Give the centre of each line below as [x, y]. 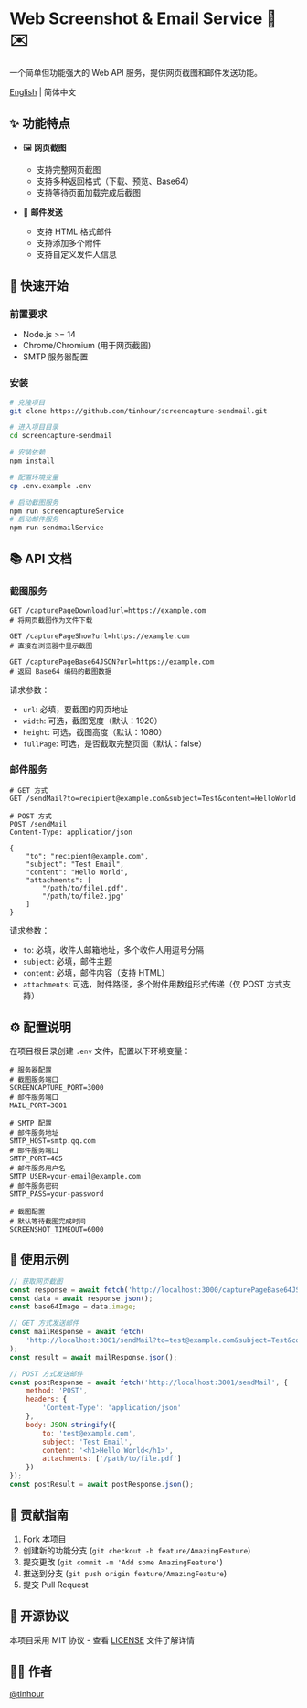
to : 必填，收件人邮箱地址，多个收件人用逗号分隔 [113, 950]
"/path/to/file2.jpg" [84, 897]
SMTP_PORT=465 [37, 1159]
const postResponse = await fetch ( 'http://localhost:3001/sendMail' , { [148, 1382]
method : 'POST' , [57, 1391]
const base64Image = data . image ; [73, 1307]
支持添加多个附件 [69, 242]
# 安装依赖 [27, 453]
